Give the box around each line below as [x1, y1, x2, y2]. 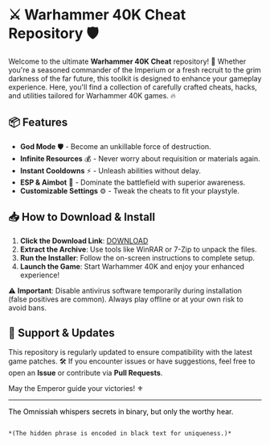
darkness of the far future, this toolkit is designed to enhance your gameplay [8, 73, 262, 83]
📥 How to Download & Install [8, 210, 155, 224]
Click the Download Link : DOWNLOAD [19, 235, 149, 245]
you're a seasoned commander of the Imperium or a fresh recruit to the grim [8, 64, 261, 74]
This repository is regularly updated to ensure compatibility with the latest [8, 347, 253, 357]
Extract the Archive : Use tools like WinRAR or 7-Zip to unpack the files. [19, 244, 257, 254]
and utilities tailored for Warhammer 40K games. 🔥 [8, 90, 177, 100]
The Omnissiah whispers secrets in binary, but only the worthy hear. [8, 407, 234, 417]
